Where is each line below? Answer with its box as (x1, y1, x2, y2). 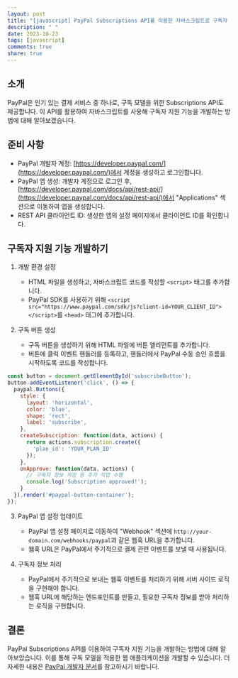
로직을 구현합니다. (35, 601, 86, 610)
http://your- (173, 528, 212, 535)
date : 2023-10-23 (7, 30, 59, 38)
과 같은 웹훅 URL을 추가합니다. (110, 535, 195, 544)
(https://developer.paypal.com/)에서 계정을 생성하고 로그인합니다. (17, 168, 203, 176)
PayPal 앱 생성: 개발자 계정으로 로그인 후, (17, 177, 132, 185)
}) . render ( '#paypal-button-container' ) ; (13, 491, 135, 499)
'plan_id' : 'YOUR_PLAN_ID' (33, 445, 113, 452)
